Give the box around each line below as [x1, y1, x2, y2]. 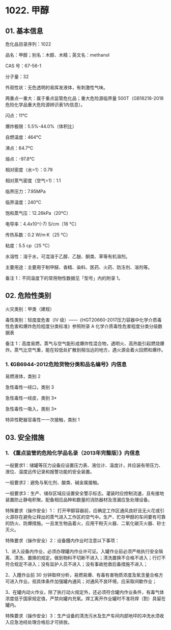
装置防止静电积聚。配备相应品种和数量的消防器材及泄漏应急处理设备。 [5, 496, 153, 502]
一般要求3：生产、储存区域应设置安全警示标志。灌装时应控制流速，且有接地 [5, 490, 164, 496]
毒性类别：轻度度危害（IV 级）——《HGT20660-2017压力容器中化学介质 [5, 317, 158, 323]
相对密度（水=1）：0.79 [5, 167, 53, 172]
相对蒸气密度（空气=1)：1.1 [5, 178, 61, 184]
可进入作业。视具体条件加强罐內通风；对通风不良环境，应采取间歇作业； [5, 578, 157, 584]
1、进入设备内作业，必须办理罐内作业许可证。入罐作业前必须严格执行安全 [5, 548, 159, 554]
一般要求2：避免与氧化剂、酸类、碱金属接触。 [5, 479, 102, 485]
